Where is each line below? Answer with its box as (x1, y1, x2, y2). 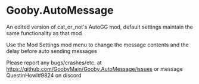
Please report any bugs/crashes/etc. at (6, 59, 102, 66)
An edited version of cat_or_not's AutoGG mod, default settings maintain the (6, 23, 194, 30)
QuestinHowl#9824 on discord (6, 71, 82, 79)
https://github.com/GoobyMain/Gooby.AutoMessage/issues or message (6, 65, 183, 72)
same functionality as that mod (6, 29, 82, 36)
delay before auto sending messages (6, 47, 97, 54)
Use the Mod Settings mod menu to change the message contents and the (6, 41, 189, 48)
